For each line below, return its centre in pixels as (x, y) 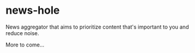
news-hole (33, 10)
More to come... (25, 45)
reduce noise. (22, 33)
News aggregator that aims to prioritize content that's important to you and (97, 27)
